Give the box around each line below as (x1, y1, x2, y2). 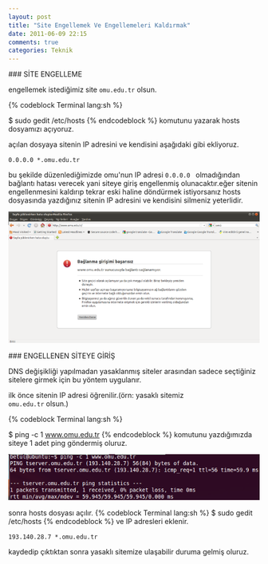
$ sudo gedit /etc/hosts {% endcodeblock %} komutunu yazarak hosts (8, 116, 241, 125)
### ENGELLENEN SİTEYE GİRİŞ (8, 351, 116, 361)
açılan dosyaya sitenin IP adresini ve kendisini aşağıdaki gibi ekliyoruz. (8, 140, 239, 149)
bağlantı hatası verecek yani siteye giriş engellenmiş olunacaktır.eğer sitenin (8, 179, 258, 188)
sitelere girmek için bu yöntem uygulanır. (8, 375, 142, 385)
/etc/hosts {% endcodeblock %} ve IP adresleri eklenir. (8, 517, 189, 527)
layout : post (8, 13, 52, 21)
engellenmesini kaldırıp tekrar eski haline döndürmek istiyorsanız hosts (8, 187, 242, 197)
